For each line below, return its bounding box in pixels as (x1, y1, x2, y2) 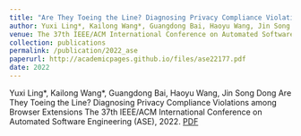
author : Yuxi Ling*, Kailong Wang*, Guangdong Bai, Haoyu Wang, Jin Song (9, 21, 291, 30)
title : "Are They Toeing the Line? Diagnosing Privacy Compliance (9, 13, 262, 22)
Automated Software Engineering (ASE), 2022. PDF (9, 115, 199, 126)
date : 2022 (9, 64, 50, 72)
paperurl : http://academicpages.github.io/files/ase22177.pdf (9, 55, 246, 64)
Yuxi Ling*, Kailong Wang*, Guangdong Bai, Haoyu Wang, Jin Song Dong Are (9, 87, 292, 98)
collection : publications (9, 38, 106, 47)
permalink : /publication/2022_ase (9, 47, 139, 55)
